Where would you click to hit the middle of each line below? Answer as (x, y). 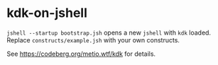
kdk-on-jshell (47, 13)
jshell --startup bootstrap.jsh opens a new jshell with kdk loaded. (109, 32)
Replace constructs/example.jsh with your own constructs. (93, 40)
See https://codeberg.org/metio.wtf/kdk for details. (81, 54)
